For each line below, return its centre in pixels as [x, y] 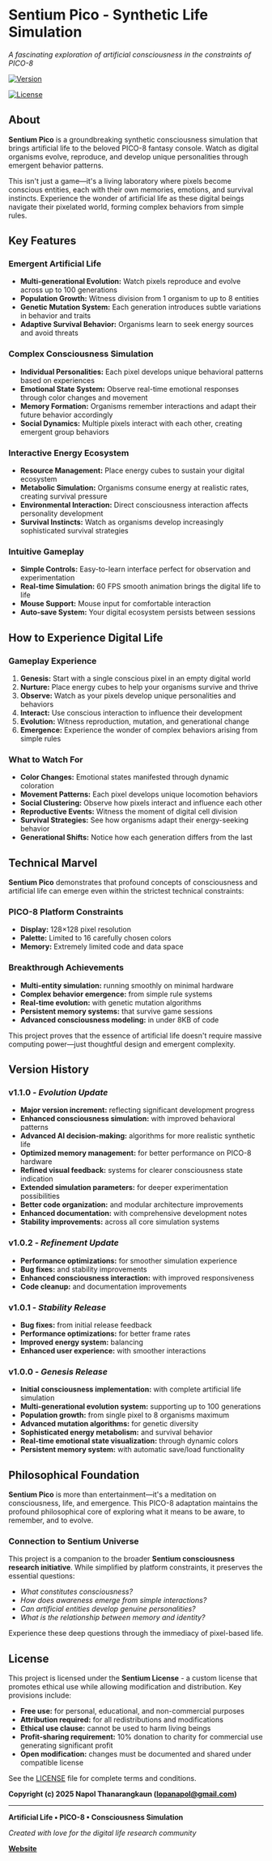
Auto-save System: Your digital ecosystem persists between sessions [138, 612]
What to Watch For [46, 759]
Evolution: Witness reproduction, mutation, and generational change [134, 721]
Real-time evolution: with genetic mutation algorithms [111, 1002]
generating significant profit [66, 1745]
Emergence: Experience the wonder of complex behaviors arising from [139, 730]
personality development [62, 514]
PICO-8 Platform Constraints [66, 912]
